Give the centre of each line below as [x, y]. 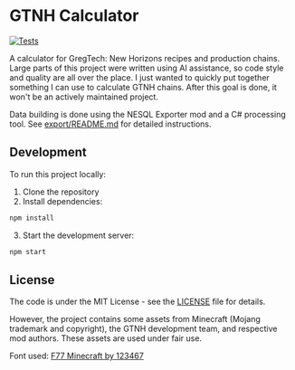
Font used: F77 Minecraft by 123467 [77, 356]
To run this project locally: [58, 174]
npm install [32, 218]
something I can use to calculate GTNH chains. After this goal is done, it [143, 87]
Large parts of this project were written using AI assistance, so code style [147, 68]
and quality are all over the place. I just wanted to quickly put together [139, 77]
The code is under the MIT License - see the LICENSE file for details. [138, 302]
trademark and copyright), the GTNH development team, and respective [143, 329]
